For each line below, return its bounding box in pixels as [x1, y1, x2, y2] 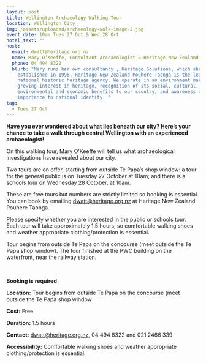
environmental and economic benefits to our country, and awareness [17, 89, 196, 95]
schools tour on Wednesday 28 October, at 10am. [6, 179, 131, 186]
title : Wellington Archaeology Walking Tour [6, 15, 122, 21]
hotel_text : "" [6, 37, 45, 43]
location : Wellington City [6, 20, 75, 26]
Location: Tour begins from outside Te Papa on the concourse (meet [6, 289, 180, 296]
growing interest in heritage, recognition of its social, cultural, [17, 83, 199, 89]
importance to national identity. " [17, 94, 112, 100]
